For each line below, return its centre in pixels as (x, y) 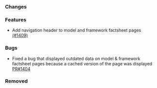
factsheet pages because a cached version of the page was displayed (82, 63)
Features (16, 19)
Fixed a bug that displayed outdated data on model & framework (76, 59)
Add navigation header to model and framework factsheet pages (77, 30)
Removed (16, 81)
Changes (16, 7)
